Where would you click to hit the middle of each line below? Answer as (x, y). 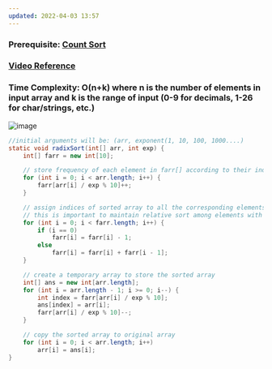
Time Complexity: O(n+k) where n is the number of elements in (135, 88)
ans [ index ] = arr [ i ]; (74, 305)
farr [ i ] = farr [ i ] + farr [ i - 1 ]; (110, 253)
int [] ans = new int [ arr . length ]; (81, 282)
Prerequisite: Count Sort (57, 44)
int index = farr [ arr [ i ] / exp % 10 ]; (103, 298)
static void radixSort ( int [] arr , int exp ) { (86, 148)
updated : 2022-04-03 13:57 (54, 16)
